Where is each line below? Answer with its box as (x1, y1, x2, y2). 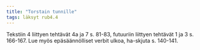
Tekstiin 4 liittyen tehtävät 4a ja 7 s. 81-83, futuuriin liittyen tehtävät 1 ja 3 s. (6, 30, 194, 37)
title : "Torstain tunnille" (6, 8, 78, 15)
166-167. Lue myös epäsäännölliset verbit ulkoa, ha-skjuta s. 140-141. (6, 37, 179, 44)
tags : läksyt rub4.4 (6, 14, 59, 20)
